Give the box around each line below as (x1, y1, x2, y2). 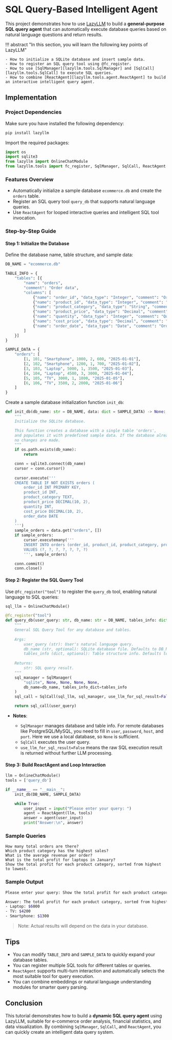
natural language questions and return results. (5, 31, 103, 37)
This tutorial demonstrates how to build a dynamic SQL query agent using (5, 1012, 162, 1018)
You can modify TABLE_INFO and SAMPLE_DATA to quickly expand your (12, 951, 155, 957)
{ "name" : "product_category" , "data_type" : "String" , (32, 304, 150, 310)
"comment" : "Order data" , (24, 285, 79, 291)
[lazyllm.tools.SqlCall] (5, 70, 58, 75)
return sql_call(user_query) (14, 703, 77, 709)
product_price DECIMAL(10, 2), (24, 499, 91, 505)
